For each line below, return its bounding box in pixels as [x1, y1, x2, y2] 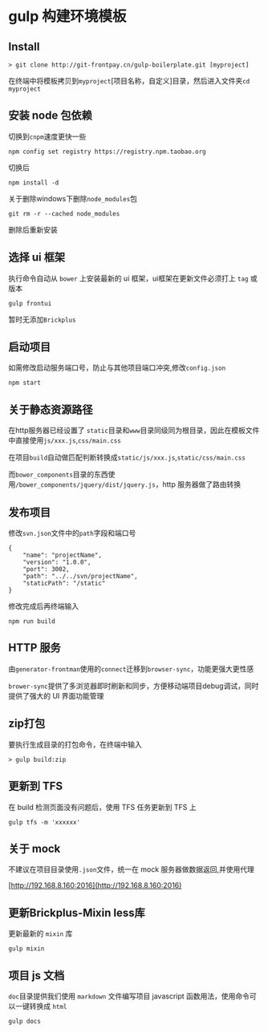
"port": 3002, [22, 565, 70, 573]
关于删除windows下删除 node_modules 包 [8, 193, 138, 203]
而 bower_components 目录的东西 [8, 470, 108, 480]
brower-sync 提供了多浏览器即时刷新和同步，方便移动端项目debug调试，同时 [8, 681, 259, 691]
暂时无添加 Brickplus [8, 314, 76, 324]
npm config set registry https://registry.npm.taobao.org [8, 148, 206, 156]
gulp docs [8, 1017, 42, 1025]
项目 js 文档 [8, 968, 65, 982]
